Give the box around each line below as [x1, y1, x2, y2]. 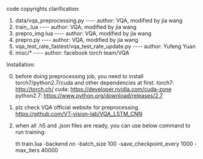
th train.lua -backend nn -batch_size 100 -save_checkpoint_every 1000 [15, 140, 193, 147]
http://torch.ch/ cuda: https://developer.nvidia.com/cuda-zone [15, 86, 172, 93]
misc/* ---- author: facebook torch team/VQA [15, 49, 130, 56]
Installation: [6, 61, 35, 68]
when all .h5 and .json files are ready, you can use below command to [15, 122, 191, 129]
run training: [15, 129, 46, 135]
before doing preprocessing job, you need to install [15, 73, 144, 79]
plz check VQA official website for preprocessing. [15, 104, 140, 111]
